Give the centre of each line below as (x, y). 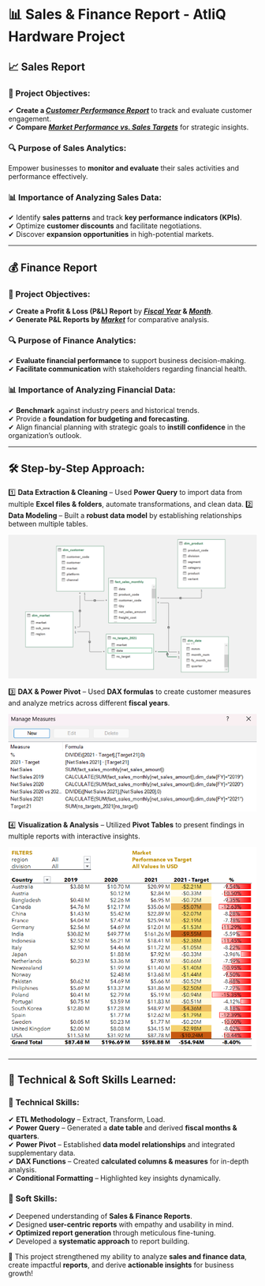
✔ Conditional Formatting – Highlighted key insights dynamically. (114, 1178)
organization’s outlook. (45, 435)
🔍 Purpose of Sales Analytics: (67, 148)
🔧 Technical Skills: (44, 1103)
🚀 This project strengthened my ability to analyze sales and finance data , (127, 1256)
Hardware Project (67, 37)
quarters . (24, 1136)
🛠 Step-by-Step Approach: (77, 469)
